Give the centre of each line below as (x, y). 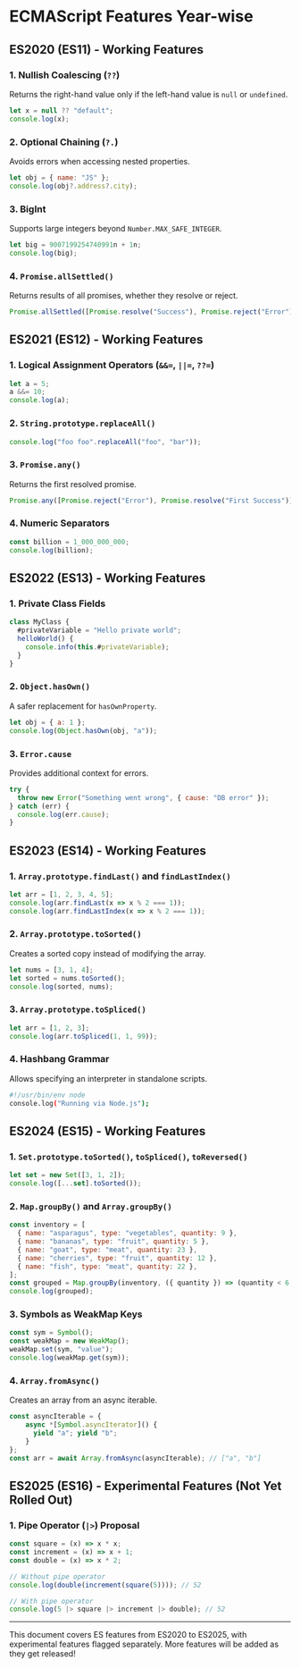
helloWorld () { (46, 639)
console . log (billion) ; (51, 550)
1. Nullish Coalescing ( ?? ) (65, 75)
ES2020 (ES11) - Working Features (106, 50)
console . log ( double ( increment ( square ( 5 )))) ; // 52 (105, 1585)
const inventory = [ (48, 1225)
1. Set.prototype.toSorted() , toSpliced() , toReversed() (129, 1157)
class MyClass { (39, 622)
